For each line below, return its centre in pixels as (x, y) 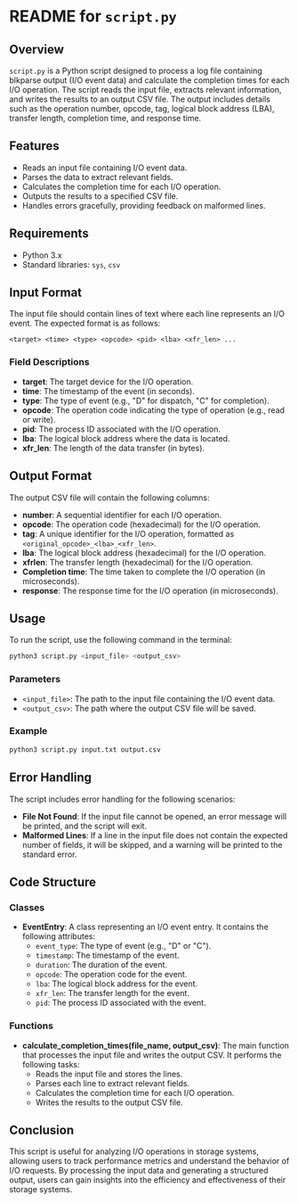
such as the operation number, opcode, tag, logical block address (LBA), (142, 108)
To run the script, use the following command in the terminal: (121, 640)
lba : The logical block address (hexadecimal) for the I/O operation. (144, 552)
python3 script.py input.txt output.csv (85, 750)
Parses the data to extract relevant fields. (97, 177)
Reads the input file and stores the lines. (109, 1074)
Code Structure (52, 882)
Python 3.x (42, 255)
